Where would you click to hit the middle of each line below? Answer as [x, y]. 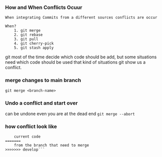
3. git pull [26, 39]
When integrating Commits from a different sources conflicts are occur [81, 18]
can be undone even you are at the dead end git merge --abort [70, 114]
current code [27, 137]
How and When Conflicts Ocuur [44, 7]
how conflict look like [31, 126]
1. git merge [27, 31]
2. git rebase [28, 35]
